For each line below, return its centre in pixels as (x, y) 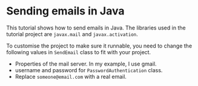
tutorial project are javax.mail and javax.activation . (72, 34)
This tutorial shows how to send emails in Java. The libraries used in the (96, 28)
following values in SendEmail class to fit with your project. (79, 52)
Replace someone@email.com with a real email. (71, 76)
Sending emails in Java (65, 11)
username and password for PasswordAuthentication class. (89, 70)
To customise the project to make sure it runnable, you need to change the (99, 46)
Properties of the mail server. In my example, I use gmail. (86, 64)
